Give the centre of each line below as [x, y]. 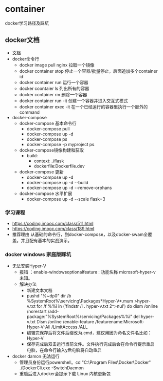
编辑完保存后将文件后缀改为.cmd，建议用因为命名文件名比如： [89, 333]
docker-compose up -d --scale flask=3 [66, 199]
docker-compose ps [47, 139]
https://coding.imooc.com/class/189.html [53, 229]
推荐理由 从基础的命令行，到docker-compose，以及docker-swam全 [80, 234]
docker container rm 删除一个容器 [53, 94]
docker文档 [22, 40]
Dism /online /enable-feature [65, 322]
